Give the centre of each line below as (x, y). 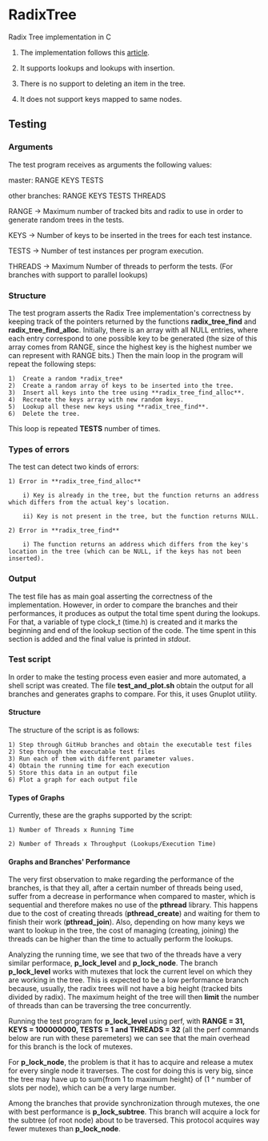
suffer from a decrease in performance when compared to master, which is (132, 897)
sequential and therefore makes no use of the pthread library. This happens (133, 905)
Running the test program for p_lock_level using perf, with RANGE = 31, (127, 1021)
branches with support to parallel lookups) (78, 275)
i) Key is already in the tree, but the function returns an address (141, 496)
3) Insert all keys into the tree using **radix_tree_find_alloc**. (127, 393)
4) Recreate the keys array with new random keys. (96, 399)
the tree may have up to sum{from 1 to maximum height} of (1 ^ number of (130, 1079)
